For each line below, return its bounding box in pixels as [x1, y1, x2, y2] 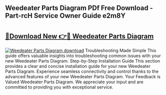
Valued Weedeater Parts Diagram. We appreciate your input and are [5, 79, 144, 85]
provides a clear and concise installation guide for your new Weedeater [5, 63, 151, 69]
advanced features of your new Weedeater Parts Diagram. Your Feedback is [5, 74, 161, 79]
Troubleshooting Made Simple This [85, 48, 157, 53]
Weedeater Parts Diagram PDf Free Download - [5, 4, 153, 12]
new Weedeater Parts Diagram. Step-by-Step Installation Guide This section [5, 58, 160, 63]
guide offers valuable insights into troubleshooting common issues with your [5, 53, 161, 59]
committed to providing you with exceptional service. [5, 84, 113, 90]
